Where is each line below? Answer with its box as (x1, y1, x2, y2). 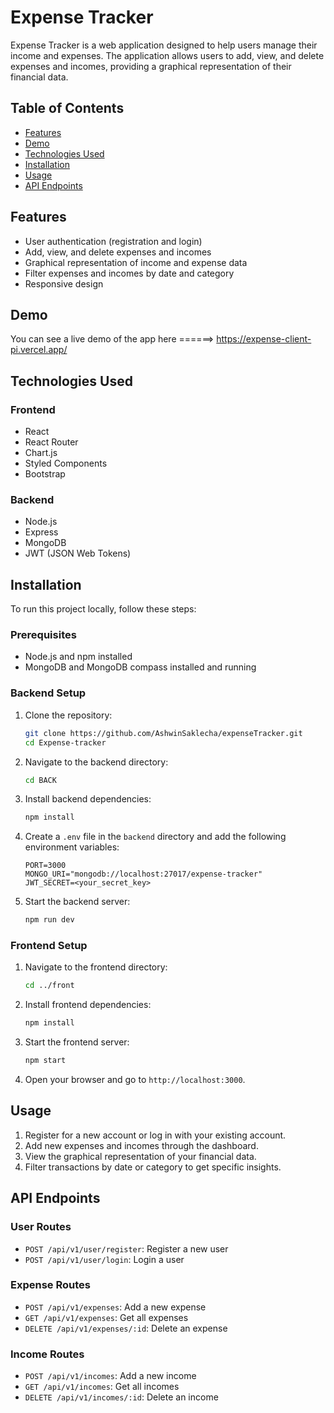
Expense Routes (10, 1278, 91, 1292)
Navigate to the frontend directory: (24, 961, 168, 973)
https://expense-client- (216, 333, 312, 345)
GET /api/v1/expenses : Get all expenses (24, 1311, 189, 1323)
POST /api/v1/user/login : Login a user (24, 1253, 185, 1265)
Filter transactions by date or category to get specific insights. (24, 1161, 282, 1173)
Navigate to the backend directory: (24, 756, 169, 768)
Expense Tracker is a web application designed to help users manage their (10, 39, 318, 51)
